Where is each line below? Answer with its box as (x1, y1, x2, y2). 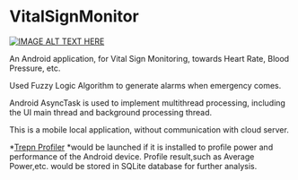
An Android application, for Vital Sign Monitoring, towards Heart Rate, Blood (9, 53, 290, 64)
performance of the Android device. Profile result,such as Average (9, 150, 255, 162)
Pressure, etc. (9, 63, 61, 73)
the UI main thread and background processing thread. (9, 107, 213, 117)
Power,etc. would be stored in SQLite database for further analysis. (9, 160, 258, 171)
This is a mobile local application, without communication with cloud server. (9, 124, 289, 135)
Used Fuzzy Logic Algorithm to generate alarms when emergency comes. (9, 80, 282, 90)
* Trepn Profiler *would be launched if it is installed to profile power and (9, 141, 274, 152)
